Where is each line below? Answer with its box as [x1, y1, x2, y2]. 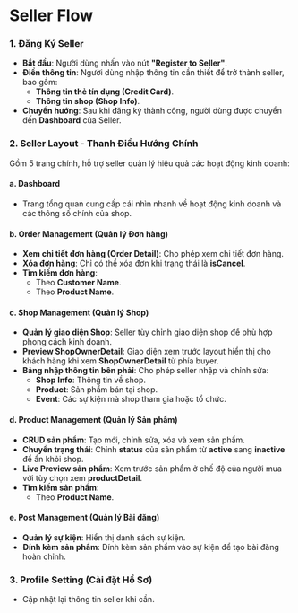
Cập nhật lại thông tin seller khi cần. [21, 594, 155, 605]
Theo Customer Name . [35, 277, 122, 288]
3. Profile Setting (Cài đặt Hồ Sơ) [9, 574, 153, 586]
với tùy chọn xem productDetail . [21, 472, 143, 483]
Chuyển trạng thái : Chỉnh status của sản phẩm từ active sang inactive [21, 443, 285, 454]
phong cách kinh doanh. [21, 337, 113, 347]
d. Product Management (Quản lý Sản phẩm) [9, 414, 178, 425]
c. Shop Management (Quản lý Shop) [9, 307, 149, 318]
